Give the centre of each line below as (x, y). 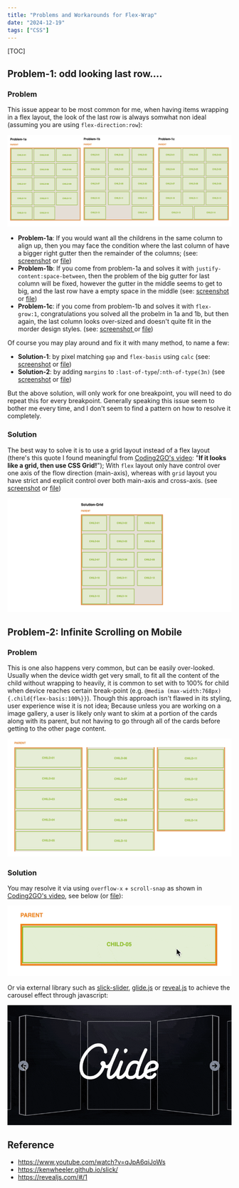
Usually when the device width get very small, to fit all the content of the (113, 676)
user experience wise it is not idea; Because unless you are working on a (114, 706)
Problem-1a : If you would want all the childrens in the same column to (120, 238)
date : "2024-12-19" (36, 22)
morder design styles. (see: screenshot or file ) (85, 329)
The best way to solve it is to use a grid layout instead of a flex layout (108, 450)
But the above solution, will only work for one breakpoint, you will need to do (119, 393)
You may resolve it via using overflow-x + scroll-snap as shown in (105, 888)
